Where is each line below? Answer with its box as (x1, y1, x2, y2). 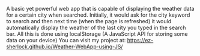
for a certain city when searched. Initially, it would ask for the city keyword (6, 11, 190, 18)
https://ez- (127, 37, 154, 43)
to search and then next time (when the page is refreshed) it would (6, 18, 172, 24)
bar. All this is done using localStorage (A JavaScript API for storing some (6, 30, 188, 38)
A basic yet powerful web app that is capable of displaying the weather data (6, 5, 195, 12)
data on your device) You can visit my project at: (6, 37, 126, 43)
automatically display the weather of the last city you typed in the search (6, 24, 186, 31)
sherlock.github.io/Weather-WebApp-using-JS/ (6, 43, 123, 50)
